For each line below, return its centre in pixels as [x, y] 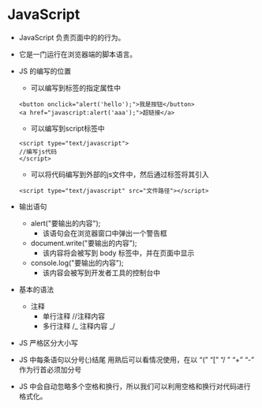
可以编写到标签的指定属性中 [76, 88]
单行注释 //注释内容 [74, 316]
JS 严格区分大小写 [48, 342]
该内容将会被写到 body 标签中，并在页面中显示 [118, 253]
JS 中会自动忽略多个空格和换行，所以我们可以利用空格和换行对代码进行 [135, 386]
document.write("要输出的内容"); [84, 243]
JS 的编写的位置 [45, 71]
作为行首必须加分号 [50, 369]
